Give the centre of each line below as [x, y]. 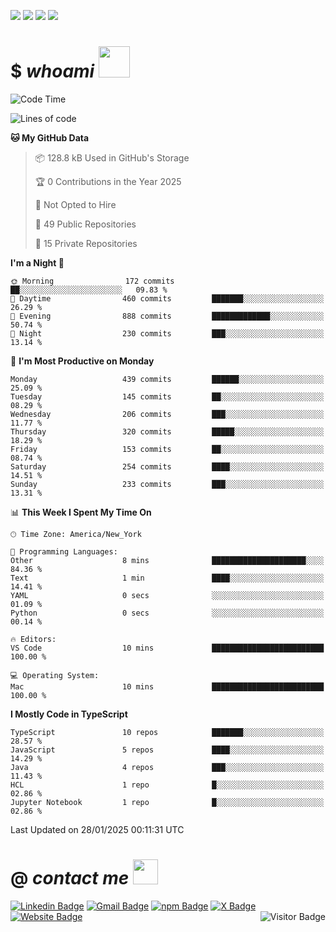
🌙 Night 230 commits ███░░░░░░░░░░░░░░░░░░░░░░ [167, 333]
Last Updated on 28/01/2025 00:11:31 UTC [97, 829]
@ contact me [70, 878]
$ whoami [52, 71]
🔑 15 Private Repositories [86, 243]
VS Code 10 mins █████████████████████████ [167, 648]
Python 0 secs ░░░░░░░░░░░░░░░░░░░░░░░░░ [167, 613]
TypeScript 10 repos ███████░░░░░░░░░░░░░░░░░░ [167, 732]
